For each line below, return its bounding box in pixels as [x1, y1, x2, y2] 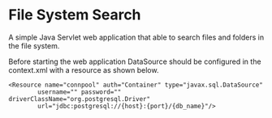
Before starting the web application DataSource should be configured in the [8, 57, 261, 66]
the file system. [8, 40, 60, 50]
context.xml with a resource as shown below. [8, 65, 159, 74]
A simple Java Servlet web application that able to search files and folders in [8, 32, 265, 42]
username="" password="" [37, 87, 122, 96]
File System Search [8, 6, 141, 24]
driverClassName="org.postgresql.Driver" [8, 95, 151, 103]
